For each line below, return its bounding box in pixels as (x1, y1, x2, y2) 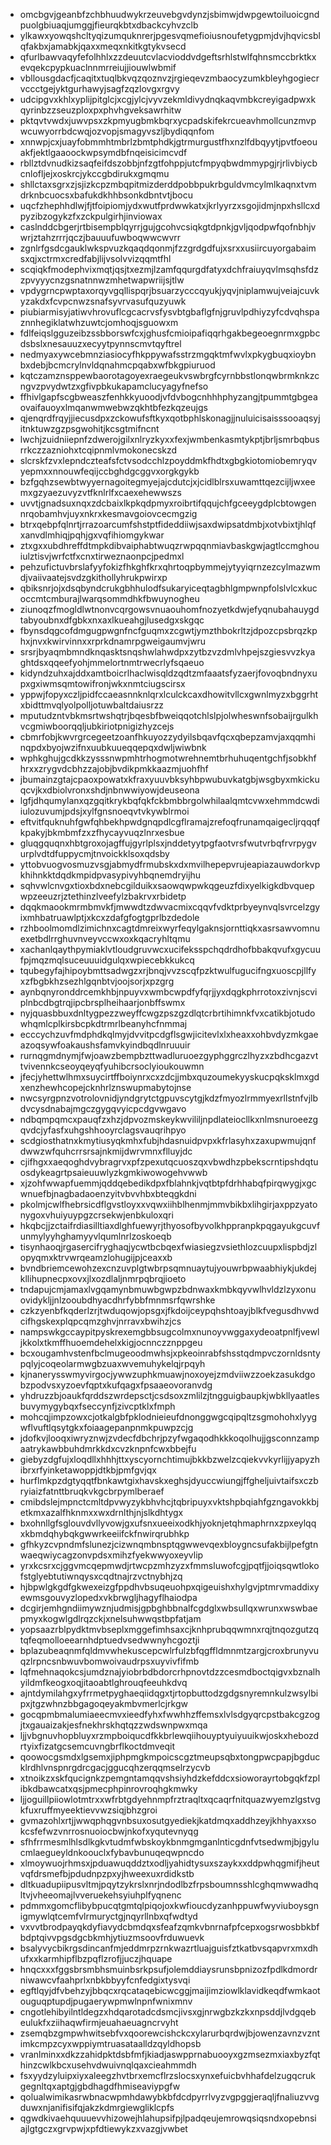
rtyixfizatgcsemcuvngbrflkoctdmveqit (19, 1740, 176, 1752)
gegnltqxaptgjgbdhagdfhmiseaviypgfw (19, 2080, 181, 2092)
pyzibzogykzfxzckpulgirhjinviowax (19, 210, 163, 222)
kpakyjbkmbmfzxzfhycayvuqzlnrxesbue (19, 827, 185, 838)
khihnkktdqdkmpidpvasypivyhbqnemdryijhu (19, 869, 202, 881)
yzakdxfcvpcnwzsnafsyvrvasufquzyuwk (19, 295, 187, 307)
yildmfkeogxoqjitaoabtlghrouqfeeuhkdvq (19, 1677, 188, 1688)
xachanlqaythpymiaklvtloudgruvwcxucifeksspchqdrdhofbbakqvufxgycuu (19, 944, 321, 955)
